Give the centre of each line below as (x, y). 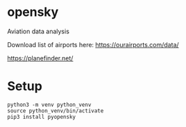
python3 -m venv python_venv (49, 105)
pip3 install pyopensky (42, 117)
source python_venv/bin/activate (56, 111)
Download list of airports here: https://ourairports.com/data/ (93, 44)
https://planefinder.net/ (40, 58)
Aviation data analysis (38, 31)
